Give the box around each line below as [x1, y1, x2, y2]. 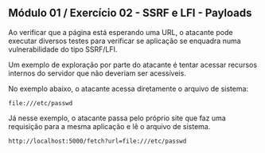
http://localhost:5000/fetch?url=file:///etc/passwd [8, 137, 187, 145]
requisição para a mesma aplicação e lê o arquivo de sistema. [8, 121, 211, 131]
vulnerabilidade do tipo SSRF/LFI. [8, 44, 118, 54]
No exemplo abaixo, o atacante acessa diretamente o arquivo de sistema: [8, 84, 249, 93]
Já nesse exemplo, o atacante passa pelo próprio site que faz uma [8, 113, 227, 123]
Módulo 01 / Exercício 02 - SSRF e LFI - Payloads [8, 6, 252, 20]
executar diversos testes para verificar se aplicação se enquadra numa [8, 36, 241, 45]
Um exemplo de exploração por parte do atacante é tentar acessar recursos [8, 60, 257, 69]
